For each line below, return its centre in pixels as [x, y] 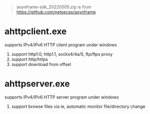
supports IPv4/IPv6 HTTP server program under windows [62, 97]
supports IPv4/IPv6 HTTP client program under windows [61, 45]
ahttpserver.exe [37, 84]
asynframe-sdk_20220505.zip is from [54, 7]
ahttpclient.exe [36, 32]
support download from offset [41, 64]
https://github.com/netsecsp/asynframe [56, 12]
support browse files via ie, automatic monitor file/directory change [78, 106]
